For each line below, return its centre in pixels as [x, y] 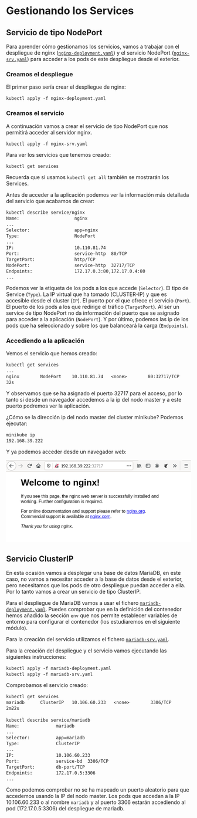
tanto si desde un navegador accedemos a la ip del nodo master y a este [94, 399]
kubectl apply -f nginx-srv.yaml [47, 144]
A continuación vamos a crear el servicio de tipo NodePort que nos [87, 126]
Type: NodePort [51, 236]
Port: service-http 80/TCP [67, 254]
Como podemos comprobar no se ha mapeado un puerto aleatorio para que [98, 790]
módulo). [17, 628]
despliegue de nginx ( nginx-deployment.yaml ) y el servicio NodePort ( [90, 53]
